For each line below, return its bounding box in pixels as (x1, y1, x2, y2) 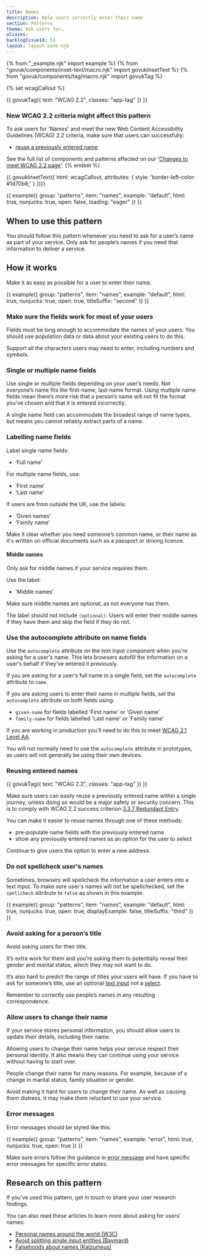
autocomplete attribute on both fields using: (6, 697, 114, 704)
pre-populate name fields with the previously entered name (15, 829, 164, 836)
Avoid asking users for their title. (6, 943, 88, 950)
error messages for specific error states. (6, 1160, 108, 1167)
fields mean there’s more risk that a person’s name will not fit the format (6, 393, 186, 400)
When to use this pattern (6, 216, 102, 226)
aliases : (6, 32, 29, 38)
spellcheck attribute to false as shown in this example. (6, 889, 144, 896)
